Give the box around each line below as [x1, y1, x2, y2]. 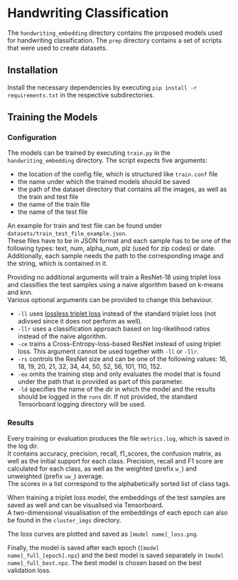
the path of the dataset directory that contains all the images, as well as [17, 185, 227, 193]
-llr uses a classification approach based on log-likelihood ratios [17, 325, 211, 333]
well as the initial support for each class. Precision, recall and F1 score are [7, 456, 224, 465]
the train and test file [17, 193, 79, 201]
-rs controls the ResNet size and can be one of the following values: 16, [17, 355, 227, 363]
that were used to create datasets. [7, 43, 108, 52]
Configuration [7, 133, 57, 143]
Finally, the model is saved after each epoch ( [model [7, 543, 160, 552]
